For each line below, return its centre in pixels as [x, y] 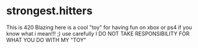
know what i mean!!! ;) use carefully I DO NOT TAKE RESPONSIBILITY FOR [98, 33]
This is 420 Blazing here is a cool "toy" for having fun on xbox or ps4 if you [99, 27]
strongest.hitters [49, 11]
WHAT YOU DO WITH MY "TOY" [46, 40]
